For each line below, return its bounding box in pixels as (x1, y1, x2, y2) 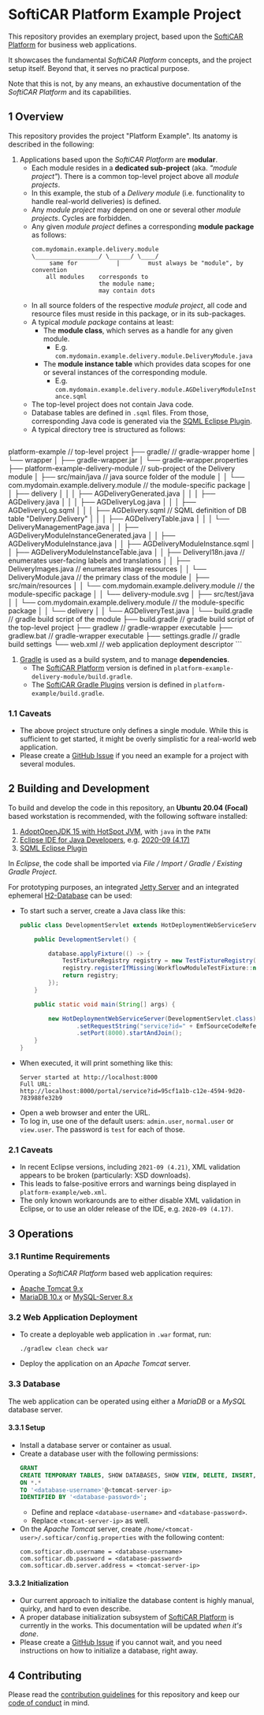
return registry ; (61, 972, 120, 980)
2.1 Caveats (8, 1144, 54, 1155)
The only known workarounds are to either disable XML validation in (19, 1196, 241, 1205)
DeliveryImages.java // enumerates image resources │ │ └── (8, 564, 207, 573)
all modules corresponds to (46, 273, 148, 281)
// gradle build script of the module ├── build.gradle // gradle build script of (8, 614, 255, 623)
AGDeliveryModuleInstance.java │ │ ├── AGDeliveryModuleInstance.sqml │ (8, 538, 256, 549)
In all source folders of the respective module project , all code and (31, 300, 247, 310)
